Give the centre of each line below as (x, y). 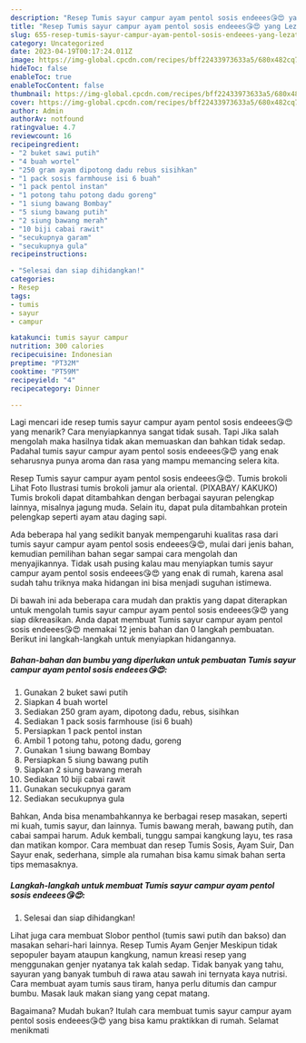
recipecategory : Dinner (55, 388)
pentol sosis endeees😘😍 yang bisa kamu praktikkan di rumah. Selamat (145, 1021)
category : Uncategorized (57, 43)
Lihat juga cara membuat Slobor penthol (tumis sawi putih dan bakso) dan (148, 936)
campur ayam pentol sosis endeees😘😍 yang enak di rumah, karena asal (147, 573)
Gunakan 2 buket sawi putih (75, 692)
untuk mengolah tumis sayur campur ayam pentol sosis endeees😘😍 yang (149, 611)
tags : (20, 296)
